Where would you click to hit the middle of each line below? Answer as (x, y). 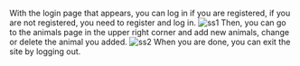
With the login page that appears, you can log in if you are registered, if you (150, 13)
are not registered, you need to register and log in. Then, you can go (148, 23)
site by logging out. (45, 52)
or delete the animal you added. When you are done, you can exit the (150, 42)
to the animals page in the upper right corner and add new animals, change (150, 32)
